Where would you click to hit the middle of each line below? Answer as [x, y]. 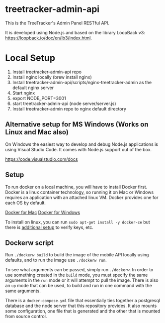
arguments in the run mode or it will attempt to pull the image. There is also [82, 280]
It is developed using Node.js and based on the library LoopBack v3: [75, 32]
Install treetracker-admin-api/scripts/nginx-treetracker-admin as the [82, 82]
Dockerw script [29, 243]
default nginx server [33, 88]
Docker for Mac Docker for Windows [43, 212]
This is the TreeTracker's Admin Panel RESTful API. [57, 23]
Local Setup [30, 58]
